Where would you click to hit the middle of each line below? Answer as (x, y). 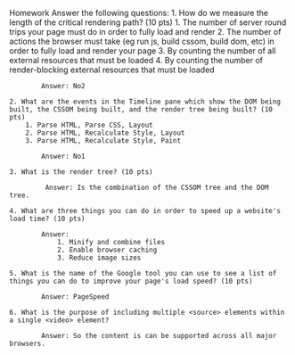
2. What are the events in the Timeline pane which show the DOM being (145, 102)
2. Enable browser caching (107, 250)
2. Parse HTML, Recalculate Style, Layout (105, 133)
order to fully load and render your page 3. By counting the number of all (143, 51)
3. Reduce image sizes (99, 258)
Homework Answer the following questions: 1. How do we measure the (139, 13)
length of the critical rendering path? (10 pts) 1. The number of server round (148, 22)
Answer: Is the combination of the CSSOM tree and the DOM (157, 187)
